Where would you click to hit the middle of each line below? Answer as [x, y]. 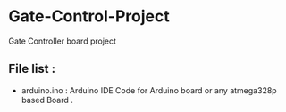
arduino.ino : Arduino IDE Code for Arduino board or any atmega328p [149, 90]
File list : [32, 69]
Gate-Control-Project [89, 16]
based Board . [47, 100]
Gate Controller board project [63, 41]
